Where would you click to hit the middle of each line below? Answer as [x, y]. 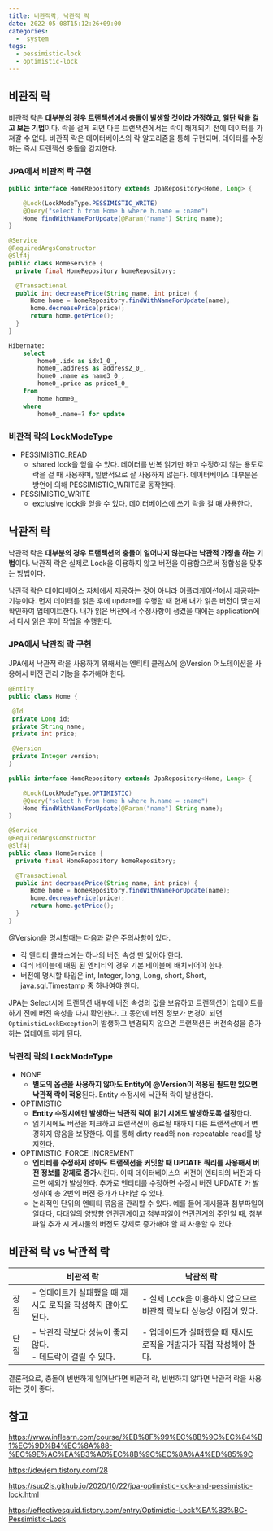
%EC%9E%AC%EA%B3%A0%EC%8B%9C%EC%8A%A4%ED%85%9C [131, 1454]
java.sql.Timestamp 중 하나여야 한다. [80, 985]
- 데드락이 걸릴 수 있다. [73, 1357]
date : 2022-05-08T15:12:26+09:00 [65, 24]
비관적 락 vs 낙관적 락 [59, 1252]
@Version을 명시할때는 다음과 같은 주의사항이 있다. [89, 937]
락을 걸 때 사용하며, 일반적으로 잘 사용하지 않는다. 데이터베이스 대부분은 [145, 474]
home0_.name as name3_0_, [82, 376]
